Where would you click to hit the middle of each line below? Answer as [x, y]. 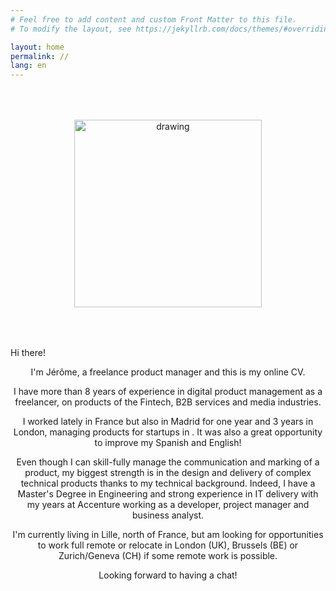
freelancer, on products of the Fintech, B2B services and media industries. [168, 402]
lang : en [28, 66]
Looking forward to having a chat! [168, 575]
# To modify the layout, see [71, 29]
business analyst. [168, 515]
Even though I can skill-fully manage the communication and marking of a [168, 462]
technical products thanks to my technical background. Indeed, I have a [168, 483]
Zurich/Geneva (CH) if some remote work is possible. [168, 556]
